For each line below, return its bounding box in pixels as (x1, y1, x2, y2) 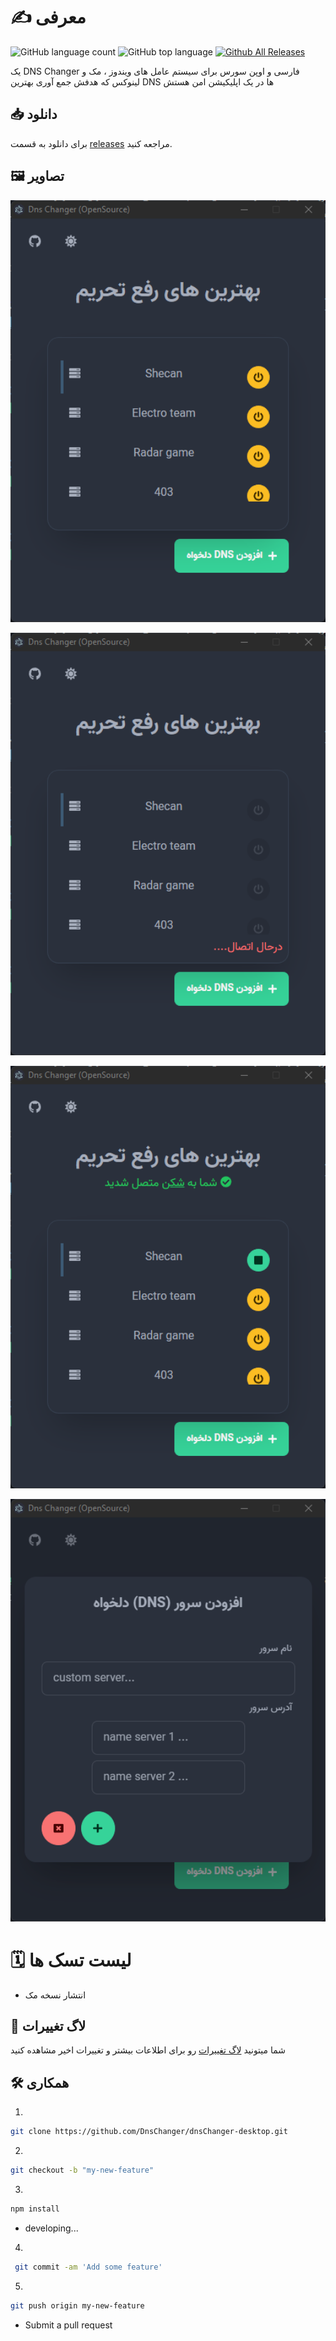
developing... (24, 2222, 79, 2234)
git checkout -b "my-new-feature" (10, 2165, 155, 2176)
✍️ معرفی (10, 6, 87, 29)
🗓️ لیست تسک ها (10, 1949, 132, 1971)
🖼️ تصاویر (10, 168, 65, 185)
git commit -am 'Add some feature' (14, 2262, 163, 2272)
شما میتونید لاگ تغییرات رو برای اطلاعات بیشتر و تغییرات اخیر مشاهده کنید (10, 2044, 287, 2056)
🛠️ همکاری (10, 2074, 70, 2091)
